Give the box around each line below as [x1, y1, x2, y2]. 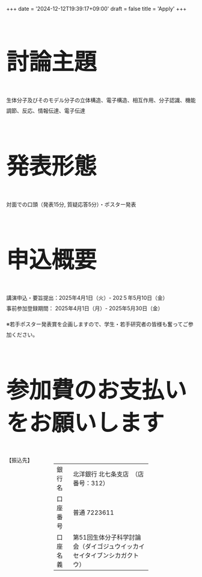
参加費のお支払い [6, 376, 187, 404]
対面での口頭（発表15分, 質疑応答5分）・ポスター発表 [6, 201, 136, 208]
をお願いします [6, 409, 164, 437]
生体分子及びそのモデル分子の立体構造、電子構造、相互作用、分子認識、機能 [6, 96, 196, 104]
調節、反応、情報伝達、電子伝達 [6, 107, 85, 114]
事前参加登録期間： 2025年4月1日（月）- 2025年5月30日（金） [6, 305, 164, 312]
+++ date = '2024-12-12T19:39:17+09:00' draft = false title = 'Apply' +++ [6, 5, 187, 12]
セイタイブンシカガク [73, 551, 133, 560]
